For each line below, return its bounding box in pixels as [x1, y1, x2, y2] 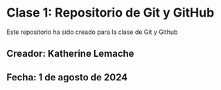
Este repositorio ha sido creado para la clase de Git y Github [6, 28, 178, 36]
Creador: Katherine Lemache [6, 48, 134, 60]
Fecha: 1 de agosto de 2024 [6, 71, 128, 83]
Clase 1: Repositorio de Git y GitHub [6, 5, 215, 21]
